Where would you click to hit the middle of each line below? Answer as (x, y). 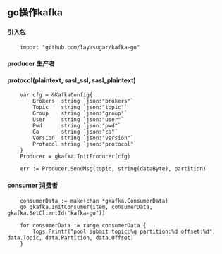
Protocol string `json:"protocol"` (85, 144)
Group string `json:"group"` (80, 114)
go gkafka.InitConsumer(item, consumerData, (86, 207)
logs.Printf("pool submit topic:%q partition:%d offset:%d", (124, 231)
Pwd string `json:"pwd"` (77, 126)
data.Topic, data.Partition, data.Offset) (70, 238)
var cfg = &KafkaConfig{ (56, 95)
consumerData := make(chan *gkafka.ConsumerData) (94, 201)
